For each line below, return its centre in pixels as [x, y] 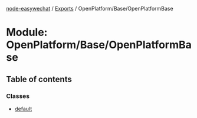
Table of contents [39, 79]
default [23, 109]
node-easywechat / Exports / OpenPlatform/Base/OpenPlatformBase [90, 9]
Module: [27, 32]
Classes [18, 96]
